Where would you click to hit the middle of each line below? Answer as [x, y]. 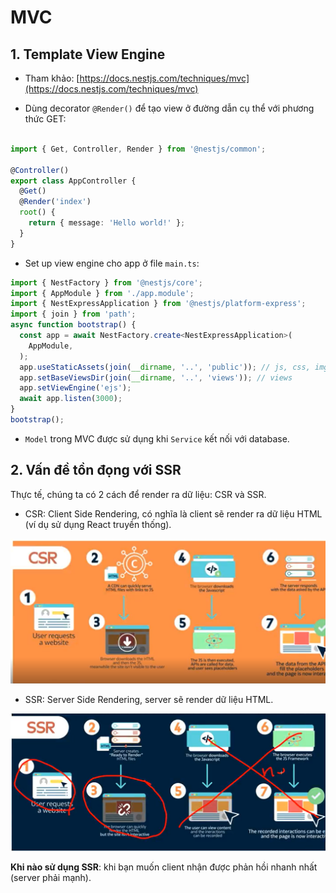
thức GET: [45, 119]
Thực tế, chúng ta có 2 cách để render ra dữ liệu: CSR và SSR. [138, 494]
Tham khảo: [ [52, 78]
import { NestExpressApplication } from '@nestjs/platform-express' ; [158, 304]
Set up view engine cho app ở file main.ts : [112, 263]
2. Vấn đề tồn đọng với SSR [96, 470]
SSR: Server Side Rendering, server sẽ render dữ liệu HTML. [149, 699]
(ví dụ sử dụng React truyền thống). [98, 524]
